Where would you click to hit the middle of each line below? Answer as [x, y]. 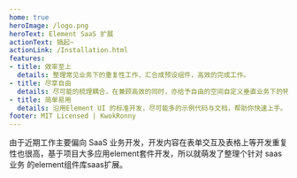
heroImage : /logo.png [49, 26]
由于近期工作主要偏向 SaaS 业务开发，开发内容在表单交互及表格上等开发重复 [148, 143]
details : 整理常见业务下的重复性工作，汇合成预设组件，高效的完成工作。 [133, 75]
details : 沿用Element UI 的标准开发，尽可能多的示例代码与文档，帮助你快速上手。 [152, 108]
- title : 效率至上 [41, 67]
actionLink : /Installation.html [69, 50]
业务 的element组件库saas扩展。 [69, 165]
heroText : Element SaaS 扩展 [61, 34]
